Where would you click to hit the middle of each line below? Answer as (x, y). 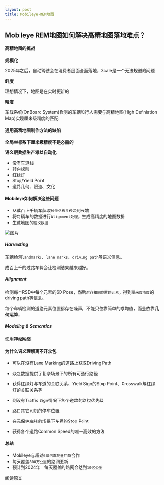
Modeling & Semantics (29, 326)
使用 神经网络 (18, 339)
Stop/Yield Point (28, 181)
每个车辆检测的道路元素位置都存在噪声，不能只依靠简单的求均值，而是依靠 (80, 309)
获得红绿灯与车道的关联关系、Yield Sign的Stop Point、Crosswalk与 (80, 383)
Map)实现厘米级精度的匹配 (32, 118)
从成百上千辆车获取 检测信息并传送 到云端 (51, 210)
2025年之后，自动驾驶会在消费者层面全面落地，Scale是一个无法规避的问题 (80, 71)
